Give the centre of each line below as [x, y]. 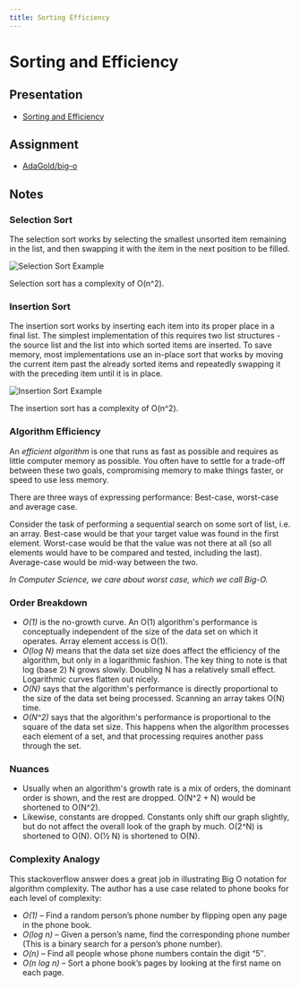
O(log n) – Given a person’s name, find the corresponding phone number [156, 934]
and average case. [43, 506]
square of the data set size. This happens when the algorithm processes [155, 727]
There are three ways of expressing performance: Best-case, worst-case [144, 497]
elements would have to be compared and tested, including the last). [136, 553]
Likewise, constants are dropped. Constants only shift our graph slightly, [156, 817]
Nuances [29, 768]
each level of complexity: [56, 897]
